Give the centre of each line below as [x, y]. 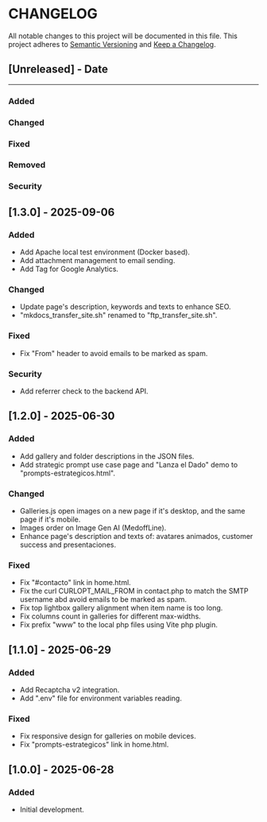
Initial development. [52, 809]
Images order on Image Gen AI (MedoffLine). [93, 527]
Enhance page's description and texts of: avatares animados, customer [136, 536]
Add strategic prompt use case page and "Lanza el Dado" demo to [129, 464]
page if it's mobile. [50, 519]
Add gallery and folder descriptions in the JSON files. [107, 456]
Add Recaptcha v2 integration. [70, 689]
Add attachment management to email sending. [97, 261]
